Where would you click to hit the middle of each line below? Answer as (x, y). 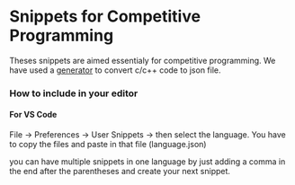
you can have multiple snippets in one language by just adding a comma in (147, 162)
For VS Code (33, 115)
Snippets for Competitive (105, 17)
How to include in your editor (74, 93)
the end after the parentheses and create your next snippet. (120, 172)
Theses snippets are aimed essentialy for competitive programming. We (143, 60)
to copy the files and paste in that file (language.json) (108, 145)
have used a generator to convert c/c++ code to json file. (116, 70)
